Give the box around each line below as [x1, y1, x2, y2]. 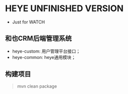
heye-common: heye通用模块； [12, 54, 76, 60]
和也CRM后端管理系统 [5, 35, 72, 43]
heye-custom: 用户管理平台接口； [12, 48, 80, 54]
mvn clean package [17, 83, 57, 89]
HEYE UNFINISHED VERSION [5, 3, 124, 14]
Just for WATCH [12, 19, 45, 25]
